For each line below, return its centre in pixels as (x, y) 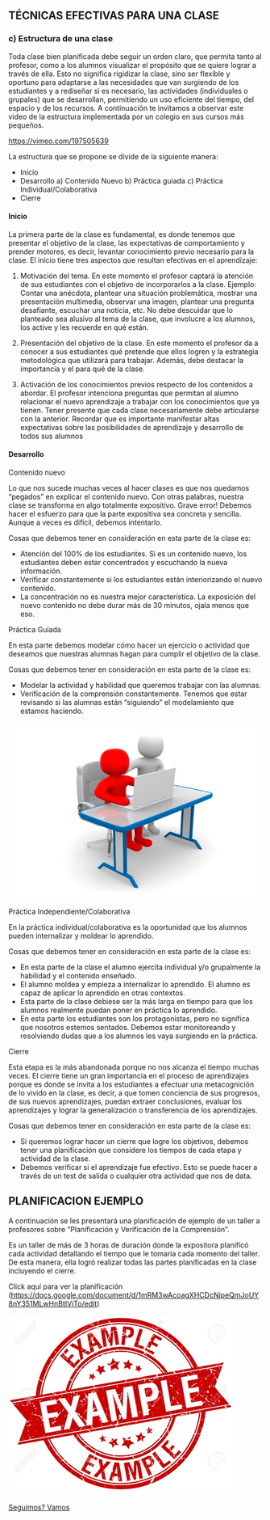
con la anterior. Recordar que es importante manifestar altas (120, 419)
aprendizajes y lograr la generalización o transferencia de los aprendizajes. (133, 1110)
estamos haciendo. (52, 711)
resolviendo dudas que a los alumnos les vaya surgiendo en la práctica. (139, 1036)
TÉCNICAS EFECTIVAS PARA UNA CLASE (114, 16)
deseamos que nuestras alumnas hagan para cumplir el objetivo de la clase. (134, 654)
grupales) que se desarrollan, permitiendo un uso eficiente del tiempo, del (131, 99)
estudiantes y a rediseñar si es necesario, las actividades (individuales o (128, 91)
